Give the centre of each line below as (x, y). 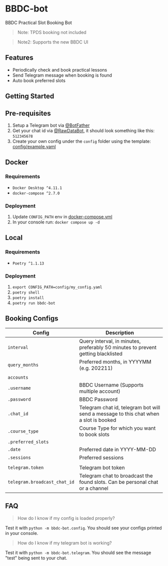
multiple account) (100, 391)
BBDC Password (98, 399)
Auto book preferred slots (39, 80)
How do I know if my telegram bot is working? (64, 543)
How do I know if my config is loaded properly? (66, 518)
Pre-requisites (28, 113)
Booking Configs (32, 319)
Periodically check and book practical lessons (60, 70)
